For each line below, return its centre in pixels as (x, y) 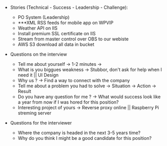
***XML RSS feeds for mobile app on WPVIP (66, 23)
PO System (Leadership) (44, 17)
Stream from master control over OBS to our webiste (73, 39)
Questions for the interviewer (41, 123)
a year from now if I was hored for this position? (68, 102)
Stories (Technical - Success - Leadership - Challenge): (69, 7)
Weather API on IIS (38, 28)
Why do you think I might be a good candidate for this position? (85, 138)
